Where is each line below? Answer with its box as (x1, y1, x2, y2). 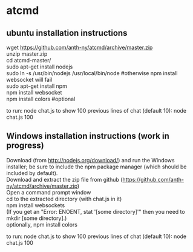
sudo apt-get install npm (6, 82, 68, 90)
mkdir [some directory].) (6, 214, 67, 222)
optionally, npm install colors (6, 220, 77, 228)
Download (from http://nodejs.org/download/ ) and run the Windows (6, 156, 175, 164)
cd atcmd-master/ (6, 57, 51, 64)
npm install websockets (6, 201, 65, 209)
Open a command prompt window (6, 188, 91, 196)
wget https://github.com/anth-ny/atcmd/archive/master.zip (6, 44, 153, 51)
